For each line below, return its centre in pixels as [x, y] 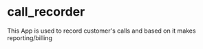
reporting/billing [30, 37]
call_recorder [46, 12]
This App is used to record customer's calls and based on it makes [101, 31]
